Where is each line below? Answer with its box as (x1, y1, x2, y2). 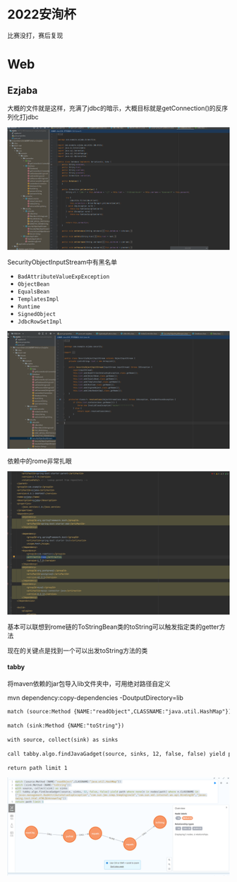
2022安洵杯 (7, 6, 76, 23)
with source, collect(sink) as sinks (7, 737, 119, 744)
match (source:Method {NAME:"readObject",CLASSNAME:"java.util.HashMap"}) (7, 708, 232, 715)
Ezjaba (7, 84, 38, 96)
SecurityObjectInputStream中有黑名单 (7, 258, 118, 266)
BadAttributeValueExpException (17, 273, 110, 280)
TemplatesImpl (17, 296, 59, 303)
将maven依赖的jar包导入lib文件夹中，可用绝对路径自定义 (7, 679, 171, 688)
